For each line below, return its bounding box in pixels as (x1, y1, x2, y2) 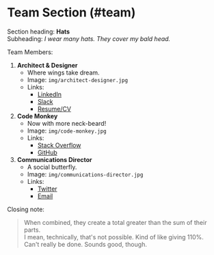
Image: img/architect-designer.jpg (27, 75, 129, 83)
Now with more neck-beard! (27, 119, 107, 127)
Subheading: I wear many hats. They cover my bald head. (7, 34, 171, 42)
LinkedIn (37, 90, 62, 98)
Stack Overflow (37, 141, 81, 149)
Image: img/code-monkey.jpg (27, 126, 107, 135)
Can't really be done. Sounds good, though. (23, 240, 147, 248)
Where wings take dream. (27, 68, 101, 77)
